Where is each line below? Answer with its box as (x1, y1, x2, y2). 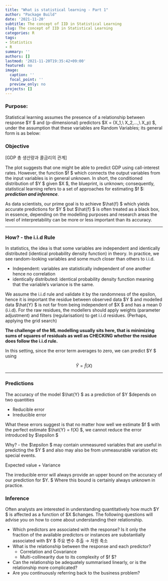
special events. (5, 452, 36, 458)
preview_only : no (9, 81, 46, 86)
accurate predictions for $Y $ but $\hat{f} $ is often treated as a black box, (5, 206, 160, 212)
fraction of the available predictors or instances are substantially (12, 531, 145, 537)
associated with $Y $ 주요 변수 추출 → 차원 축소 (12, 537, 108, 543)
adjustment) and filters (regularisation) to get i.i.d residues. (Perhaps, (5, 312, 147, 318)
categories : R (5, 30, 35, 35)
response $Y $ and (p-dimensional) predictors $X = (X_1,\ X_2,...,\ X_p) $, (5, 119, 156, 125)
